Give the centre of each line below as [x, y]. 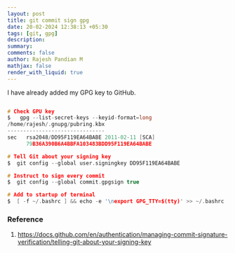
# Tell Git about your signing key [59, 156]
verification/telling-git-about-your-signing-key [85, 242]
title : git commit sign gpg [48, 20]
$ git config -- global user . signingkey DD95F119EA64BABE [94, 163]
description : [26, 40]
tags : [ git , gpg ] [33, 33]
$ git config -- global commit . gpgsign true [73, 182]
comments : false [31, 53]
